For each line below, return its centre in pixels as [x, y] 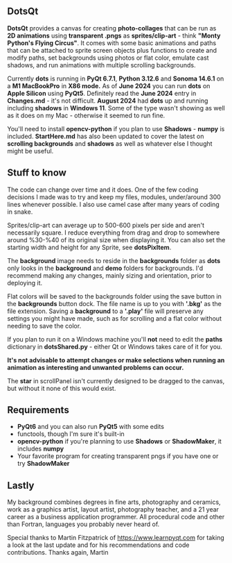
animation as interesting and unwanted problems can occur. [96, 367]
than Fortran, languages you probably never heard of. [83, 524]
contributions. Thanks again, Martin [58, 553]
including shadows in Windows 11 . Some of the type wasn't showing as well [116, 108]
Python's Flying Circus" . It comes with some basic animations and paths [112, 43]
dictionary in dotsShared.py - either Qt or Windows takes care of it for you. [115, 346]
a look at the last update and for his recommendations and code [98, 545]
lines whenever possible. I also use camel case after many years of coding [113, 204]
